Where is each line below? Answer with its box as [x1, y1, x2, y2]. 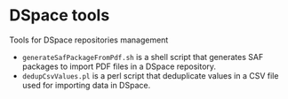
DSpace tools [9, 5, 110, 26]
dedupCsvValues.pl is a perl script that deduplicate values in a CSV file [21, 70, 279, 80]
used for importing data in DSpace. [21, 80, 151, 90]
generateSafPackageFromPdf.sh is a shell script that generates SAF [21, 51, 264, 62]
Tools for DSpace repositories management [9, 34, 169, 45]
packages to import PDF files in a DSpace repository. [21, 61, 216, 72]
